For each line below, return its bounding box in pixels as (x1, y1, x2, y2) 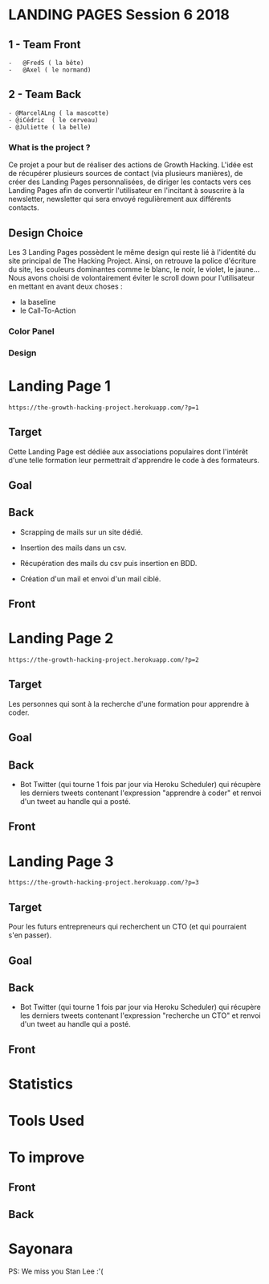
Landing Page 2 (8, 630, 114, 648)
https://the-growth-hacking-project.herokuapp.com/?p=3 (8, 879, 199, 887)
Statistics (8, 1075, 74, 1093)
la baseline (19, 297, 56, 306)
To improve (8, 1148, 85, 1167)
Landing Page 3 (8, 852, 114, 870)
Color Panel (8, 326, 55, 337)
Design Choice (8, 226, 84, 240)
